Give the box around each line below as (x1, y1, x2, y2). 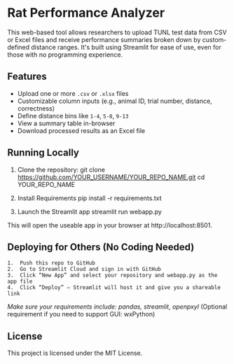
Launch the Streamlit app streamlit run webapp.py (17, 207, 163, 216)
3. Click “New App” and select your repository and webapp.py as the (7, 272, 218, 279)
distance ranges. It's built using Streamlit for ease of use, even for (31, 43, 222, 51)
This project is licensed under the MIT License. (7, 349, 143, 358)
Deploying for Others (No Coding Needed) (7, 241, 195, 253)
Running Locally (7, 147, 79, 159)
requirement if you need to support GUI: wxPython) (7, 310, 156, 318)
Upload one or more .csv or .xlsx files (17, 89, 129, 97)
